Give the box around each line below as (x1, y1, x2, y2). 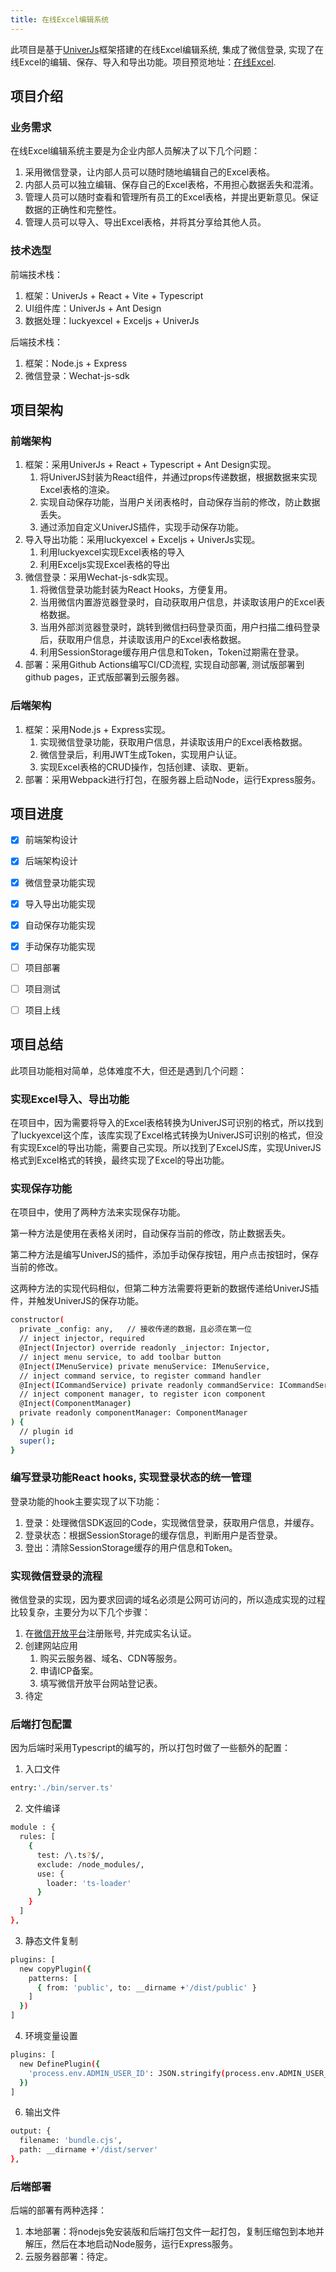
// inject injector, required (19, 1334, 145, 1344)
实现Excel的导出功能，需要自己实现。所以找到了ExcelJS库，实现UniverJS (18, 1142, 322, 1154)
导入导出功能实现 (24, 897, 96, 910)
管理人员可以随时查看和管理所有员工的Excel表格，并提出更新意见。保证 (24, 191, 320, 203)
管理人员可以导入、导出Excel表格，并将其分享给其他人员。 (24, 216, 267, 228)
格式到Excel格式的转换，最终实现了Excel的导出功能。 (10, 1154, 230, 1166)
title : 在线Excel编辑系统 (10, 14, 110, 25)
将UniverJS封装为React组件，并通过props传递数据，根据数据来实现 (39, 471, 318, 483)
